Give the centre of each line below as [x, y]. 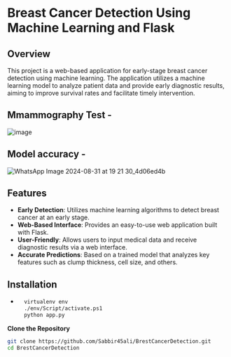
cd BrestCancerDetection [43, 348]
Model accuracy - [47, 154]
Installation [32, 284]
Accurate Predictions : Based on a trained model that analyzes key [113, 255]
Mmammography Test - [59, 115]
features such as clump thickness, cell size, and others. [97, 262]
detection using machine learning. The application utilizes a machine [106, 78]
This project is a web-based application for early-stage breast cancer [107, 71]
